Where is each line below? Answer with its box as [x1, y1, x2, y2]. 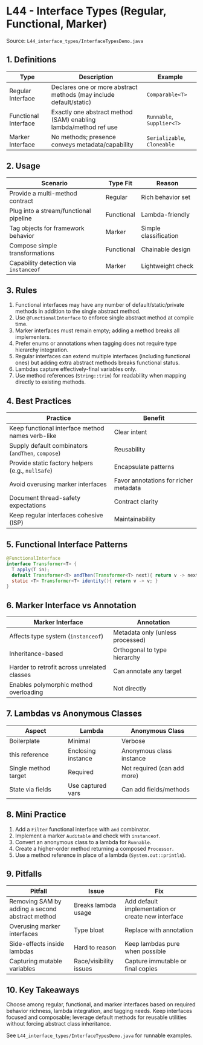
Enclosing [68, 746, 96, 755]
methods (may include [51, 90, 115, 99]
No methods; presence [51, 133, 117, 141]
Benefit [143, 414, 165, 422]
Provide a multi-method [9, 189, 77, 197]
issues [73, 964, 92, 972]
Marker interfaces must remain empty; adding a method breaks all [14, 327, 180, 334]
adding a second [9, 905, 57, 913]
